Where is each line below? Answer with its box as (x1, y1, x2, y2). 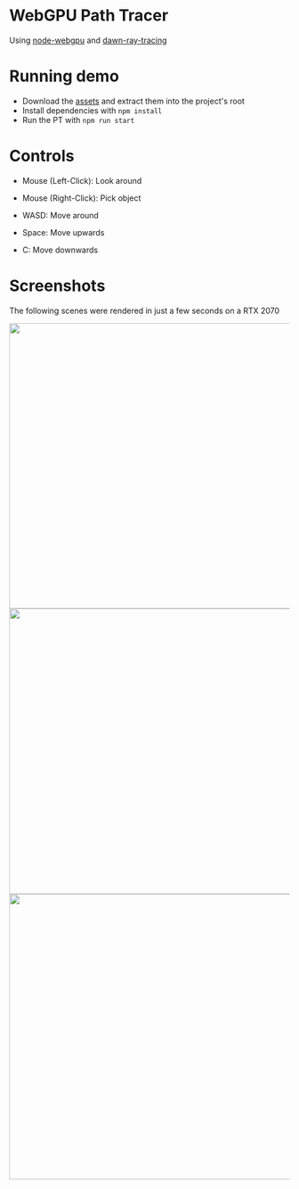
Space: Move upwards (21, 227, 105, 237)
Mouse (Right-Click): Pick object (21, 193, 141, 203)
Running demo (9, 66, 120, 87)
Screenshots (9, 276, 106, 295)
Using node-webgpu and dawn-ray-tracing (9, 35, 167, 45)
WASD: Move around (21, 210, 100, 220)
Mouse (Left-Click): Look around (21, 175, 142, 186)
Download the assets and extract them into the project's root (21, 95, 245, 106)
